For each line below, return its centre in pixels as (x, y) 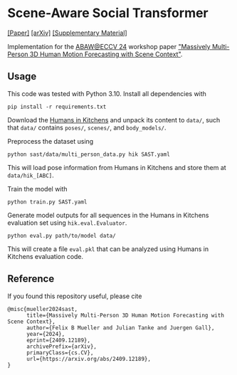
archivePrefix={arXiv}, (62, 347)
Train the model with (37, 189)
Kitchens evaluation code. (46, 256)
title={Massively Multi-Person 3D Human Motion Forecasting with (125, 315)
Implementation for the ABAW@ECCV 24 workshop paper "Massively (109, 46)
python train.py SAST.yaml (47, 202)
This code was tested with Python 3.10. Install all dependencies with (107, 93)
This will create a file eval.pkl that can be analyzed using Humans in (108, 249)
